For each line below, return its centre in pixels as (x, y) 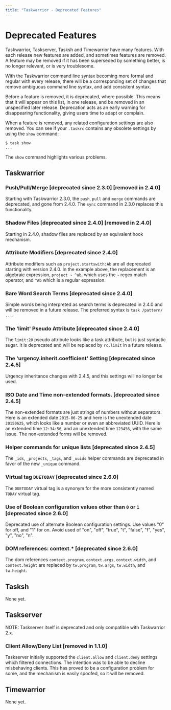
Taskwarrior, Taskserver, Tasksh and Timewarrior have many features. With (85, 50)
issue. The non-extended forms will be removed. (56, 434)
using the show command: (32, 134)
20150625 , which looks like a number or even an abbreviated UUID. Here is (83, 423)
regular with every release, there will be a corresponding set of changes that (86, 81)
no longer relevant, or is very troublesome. (50, 66)
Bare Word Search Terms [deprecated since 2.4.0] (69, 293)
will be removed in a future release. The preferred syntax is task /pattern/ (84, 310)
